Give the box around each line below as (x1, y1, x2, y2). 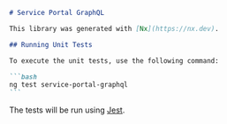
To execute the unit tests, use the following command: (9, 56, 219, 66)
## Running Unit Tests (9, 40, 93, 49)
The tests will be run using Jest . (9, 105, 125, 115)
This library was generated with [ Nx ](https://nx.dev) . (9, 24, 219, 33)
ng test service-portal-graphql (9, 81, 128, 89)
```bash (9, 72, 38, 81)
